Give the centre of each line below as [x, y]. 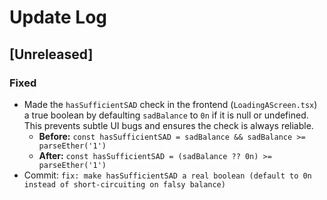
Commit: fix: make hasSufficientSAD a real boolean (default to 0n [167, 175]
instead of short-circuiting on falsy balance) [124, 184]
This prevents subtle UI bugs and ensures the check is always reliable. [168, 125]
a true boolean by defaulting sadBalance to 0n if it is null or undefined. [166, 115]
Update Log [58, 17]
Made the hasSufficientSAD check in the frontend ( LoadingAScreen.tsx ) [170, 104]
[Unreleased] [51, 54]
